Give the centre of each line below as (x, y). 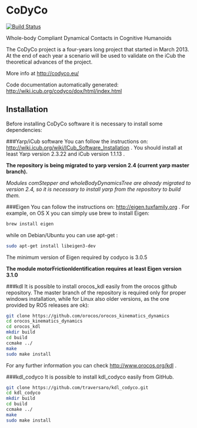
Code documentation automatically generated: (62, 84)
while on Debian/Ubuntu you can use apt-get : (62, 235)
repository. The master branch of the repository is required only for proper (96, 293)
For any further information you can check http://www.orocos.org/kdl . (91, 365)
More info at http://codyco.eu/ (43, 73)
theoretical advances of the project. (49, 62)
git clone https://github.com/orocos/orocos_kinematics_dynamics (88, 316)
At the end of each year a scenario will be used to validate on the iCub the (96, 55)
